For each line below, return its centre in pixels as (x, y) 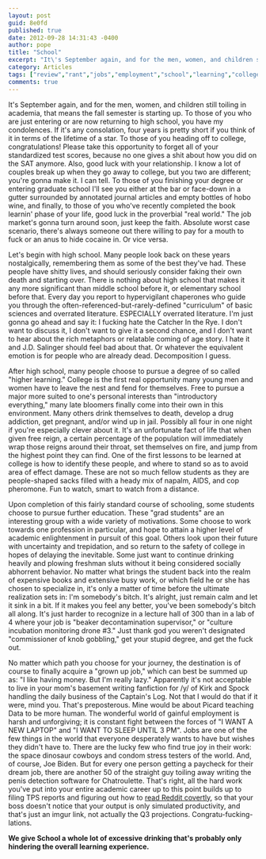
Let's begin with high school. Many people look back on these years (120, 254)
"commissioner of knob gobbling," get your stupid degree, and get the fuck (131, 639)
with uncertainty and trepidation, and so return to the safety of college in (127, 546)
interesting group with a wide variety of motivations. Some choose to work (130, 521)
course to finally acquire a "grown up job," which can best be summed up (128, 671)
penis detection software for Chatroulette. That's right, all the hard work (125, 781)
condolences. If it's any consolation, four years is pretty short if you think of (132, 130)
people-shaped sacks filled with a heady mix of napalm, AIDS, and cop (124, 480)
